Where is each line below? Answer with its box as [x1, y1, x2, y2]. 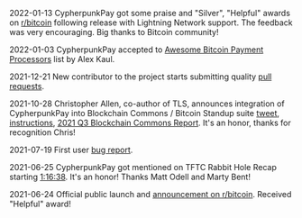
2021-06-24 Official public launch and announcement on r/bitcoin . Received [9, 189, 292, 199]
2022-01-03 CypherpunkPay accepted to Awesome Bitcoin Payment [9, 44, 264, 55]
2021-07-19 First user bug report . [9, 144, 133, 155]
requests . [9, 81, 45, 91]
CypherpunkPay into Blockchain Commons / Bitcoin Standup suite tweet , [9, 108, 280, 118]
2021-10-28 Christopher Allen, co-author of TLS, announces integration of [9, 98, 286, 109]
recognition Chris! [9, 127, 77, 138]
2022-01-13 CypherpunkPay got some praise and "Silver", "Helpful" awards [9, 8, 291, 18]
